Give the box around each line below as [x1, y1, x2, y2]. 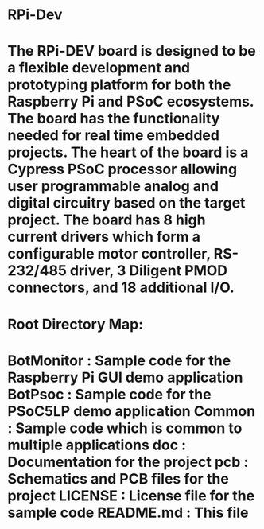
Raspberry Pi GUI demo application [7, 368, 243, 387]
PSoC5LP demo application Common [7, 402, 256, 420]
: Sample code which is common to [7, 419, 243, 437]
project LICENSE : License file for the [7, 487, 255, 504]
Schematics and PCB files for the [7, 469, 230, 488]
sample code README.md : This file [7, 504, 249, 522]
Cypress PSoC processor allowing [7, 161, 238, 178]
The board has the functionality [7, 110, 220, 128]
